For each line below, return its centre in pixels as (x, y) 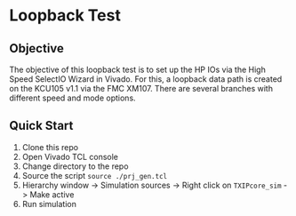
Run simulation (49, 204)
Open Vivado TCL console (70, 156)
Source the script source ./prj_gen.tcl (95, 175)
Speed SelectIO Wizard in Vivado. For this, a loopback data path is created (146, 79)
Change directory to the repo (75, 166)
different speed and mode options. (72, 98)
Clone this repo (50, 147)
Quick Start (41, 126)
